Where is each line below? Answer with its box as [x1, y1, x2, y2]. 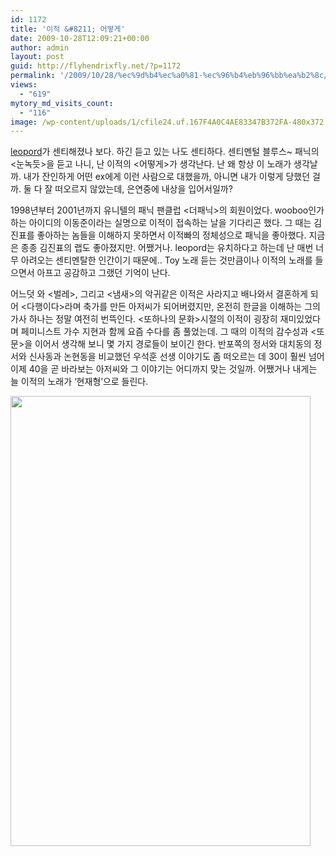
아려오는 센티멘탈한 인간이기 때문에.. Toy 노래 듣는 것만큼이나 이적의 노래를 [20, 254, 313, 266]
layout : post [10, 52, 65, 62]
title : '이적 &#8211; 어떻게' [10, 24, 126, 34]
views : [10, 80, 38, 90]
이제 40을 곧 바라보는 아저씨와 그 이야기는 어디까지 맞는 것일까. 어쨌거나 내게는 [10, 363, 318, 375]
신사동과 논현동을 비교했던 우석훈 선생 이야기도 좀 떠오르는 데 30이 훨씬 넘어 [28, 351, 325, 363]
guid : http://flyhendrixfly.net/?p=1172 [10, 61, 182, 71]
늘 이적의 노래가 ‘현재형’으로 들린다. [10, 376, 149, 388]
